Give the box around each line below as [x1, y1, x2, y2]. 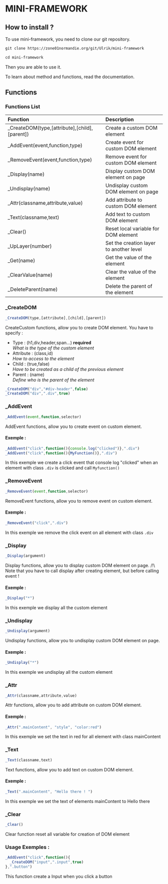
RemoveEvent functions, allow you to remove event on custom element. [5, 498, 153, 504]
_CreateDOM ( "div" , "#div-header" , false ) [5, 386, 88, 391]
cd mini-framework [5, 55, 43, 60]
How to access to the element [12, 355, 74, 361]
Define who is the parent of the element [12, 376, 94, 383]
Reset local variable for [105, 225, 159, 232]
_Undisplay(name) [7, 185, 50, 192]
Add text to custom [105, 211, 150, 218]
